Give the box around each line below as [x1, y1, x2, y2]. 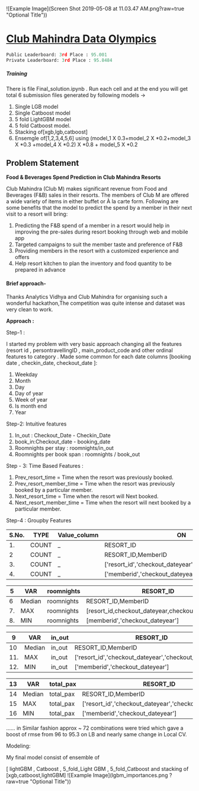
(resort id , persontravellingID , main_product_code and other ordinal [6, 346, 173, 354]
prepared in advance [14, 266, 66, 273]
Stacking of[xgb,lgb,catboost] [14, 128, 88, 135]
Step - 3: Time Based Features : [6, 462, 84, 469]
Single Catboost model [14, 109, 71, 116]
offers [14, 254, 30, 261]
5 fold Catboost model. [14, 122, 71, 129]
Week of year [14, 396, 48, 403]
